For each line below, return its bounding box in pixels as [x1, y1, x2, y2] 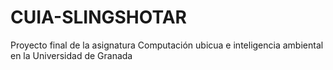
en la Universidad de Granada [10, 49, 133, 61]
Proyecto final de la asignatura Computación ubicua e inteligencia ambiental [10, 39, 324, 51]
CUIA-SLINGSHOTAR [10, 6, 187, 29]
